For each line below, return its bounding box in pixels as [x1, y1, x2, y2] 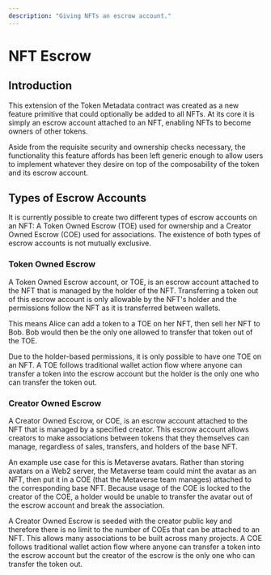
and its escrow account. [8, 168, 89, 177]
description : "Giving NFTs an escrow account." [8, 11, 172, 20]
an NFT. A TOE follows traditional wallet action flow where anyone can [8, 360, 243, 369]
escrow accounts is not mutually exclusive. [8, 238, 151, 248]
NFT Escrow [8, 46, 91, 65]
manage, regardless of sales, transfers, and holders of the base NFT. [8, 442, 239, 452]
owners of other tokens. [8, 126, 88, 136]
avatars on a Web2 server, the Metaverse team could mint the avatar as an [8, 466, 257, 476]
